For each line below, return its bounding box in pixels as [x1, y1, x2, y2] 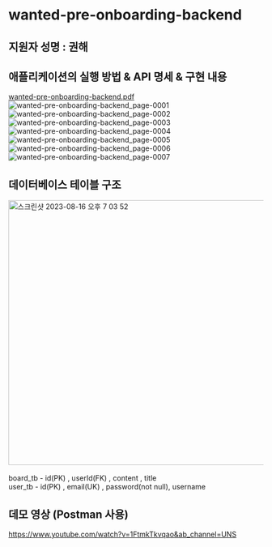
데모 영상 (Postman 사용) [8, 507, 129, 521]
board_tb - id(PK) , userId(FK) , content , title [8, 473, 157, 483]
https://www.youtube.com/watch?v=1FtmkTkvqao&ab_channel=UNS [8, 529, 237, 540]
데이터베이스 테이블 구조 [8, 177, 121, 191]
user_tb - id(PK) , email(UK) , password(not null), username [8, 482, 206, 492]
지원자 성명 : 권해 [8, 40, 89, 53]
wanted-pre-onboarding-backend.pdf [8, 92, 135, 102]
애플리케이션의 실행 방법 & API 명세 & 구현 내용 [8, 70, 227, 83]
